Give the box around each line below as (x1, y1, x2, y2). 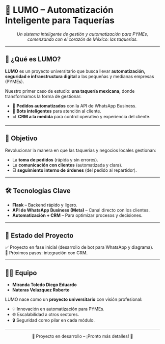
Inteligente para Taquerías (5, 15, 115, 26)
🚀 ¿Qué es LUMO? (5, 55, 61, 63)
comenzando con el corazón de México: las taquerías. (27, 36, 138, 42)
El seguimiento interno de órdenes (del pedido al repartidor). (12, 167, 137, 173)
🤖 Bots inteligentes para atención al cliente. (12, 108, 102, 114)
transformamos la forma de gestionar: (5, 93, 82, 99)
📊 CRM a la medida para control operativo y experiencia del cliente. (12, 113, 151, 119)
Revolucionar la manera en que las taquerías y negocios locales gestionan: (5, 147, 156, 153)
